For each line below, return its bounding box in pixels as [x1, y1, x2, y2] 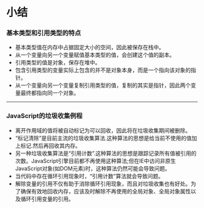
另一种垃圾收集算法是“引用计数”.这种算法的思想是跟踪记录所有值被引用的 [15, 150, 197, 157]
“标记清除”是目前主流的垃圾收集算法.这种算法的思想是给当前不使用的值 [15, 134, 192, 142]
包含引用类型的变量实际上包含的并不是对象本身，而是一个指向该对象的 [15, 66, 191, 74]
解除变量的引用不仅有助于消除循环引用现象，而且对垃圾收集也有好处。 [15, 180, 191, 187]
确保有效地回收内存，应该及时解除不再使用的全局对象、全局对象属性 [20, 187, 191, 195]
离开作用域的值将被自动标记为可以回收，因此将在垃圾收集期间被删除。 [15, 127, 191, 134]
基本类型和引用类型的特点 [6, 29, 81, 37]
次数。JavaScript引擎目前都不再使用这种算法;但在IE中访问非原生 [15, 157, 176, 164]
